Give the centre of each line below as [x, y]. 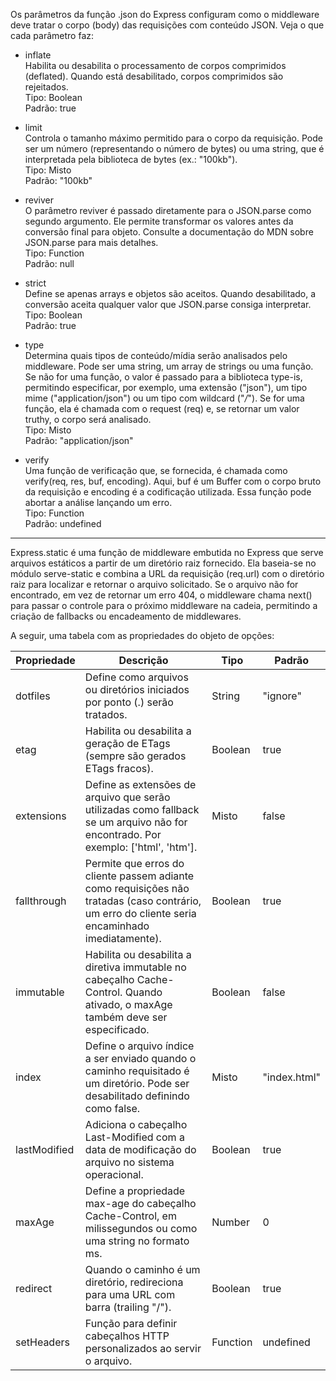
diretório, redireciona [134, 1282]
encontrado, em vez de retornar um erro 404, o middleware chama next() [161, 595]
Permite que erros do [134, 863]
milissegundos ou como [141, 1228]
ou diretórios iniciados [137, 689]
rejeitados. [46, 87]
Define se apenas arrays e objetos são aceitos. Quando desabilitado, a [170, 293]
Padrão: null [49, 263]
